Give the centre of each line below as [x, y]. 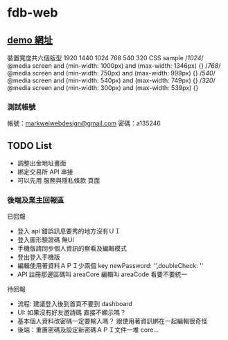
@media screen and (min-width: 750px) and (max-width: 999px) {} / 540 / [112, 73]
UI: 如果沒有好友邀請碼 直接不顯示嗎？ [71, 312]
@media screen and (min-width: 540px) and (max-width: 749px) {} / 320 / [112, 80]
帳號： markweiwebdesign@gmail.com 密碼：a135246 [84, 123]
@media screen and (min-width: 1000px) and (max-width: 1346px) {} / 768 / [114, 66]
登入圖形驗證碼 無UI [45, 240]
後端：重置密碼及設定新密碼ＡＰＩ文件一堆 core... [88, 330]
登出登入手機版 [38, 257]
